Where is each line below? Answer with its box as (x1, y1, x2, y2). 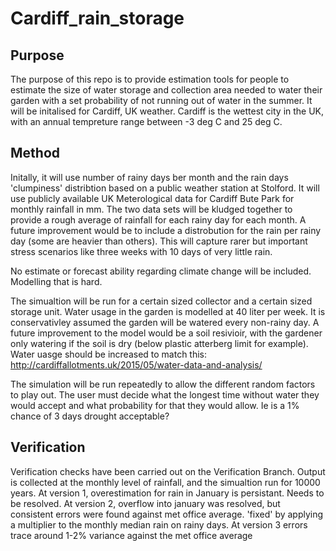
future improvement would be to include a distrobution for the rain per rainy (10, 224, 322, 236)
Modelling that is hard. (10, 275, 103, 287)
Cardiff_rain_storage (10, 7, 185, 30)
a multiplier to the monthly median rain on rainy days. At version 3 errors (10, 518, 308, 531)
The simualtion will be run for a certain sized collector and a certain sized (10, 295, 313, 307)
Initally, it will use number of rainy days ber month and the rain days (10, 171, 289, 183)
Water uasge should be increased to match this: (10, 348, 208, 360)
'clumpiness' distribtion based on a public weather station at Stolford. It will (10, 182, 320, 194)
